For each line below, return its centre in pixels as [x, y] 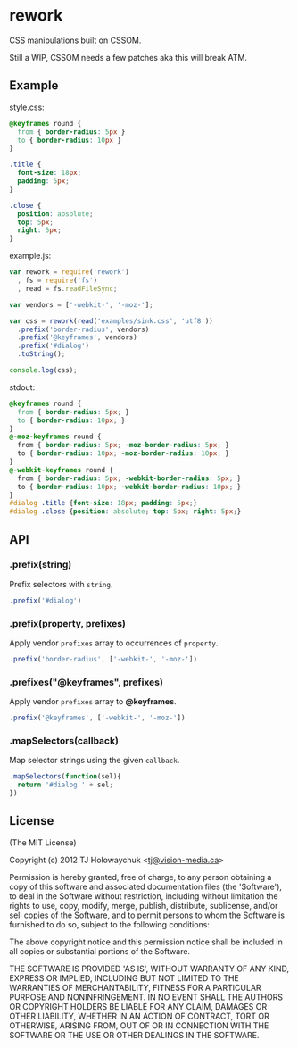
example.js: [30, 256]
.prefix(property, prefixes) [68, 623]
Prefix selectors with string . [61, 584]
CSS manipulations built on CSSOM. [75, 40]
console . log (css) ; [43, 370]
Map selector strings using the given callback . [95, 761]
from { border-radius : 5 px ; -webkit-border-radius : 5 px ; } [129, 478]
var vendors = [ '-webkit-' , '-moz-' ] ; [81, 304]
